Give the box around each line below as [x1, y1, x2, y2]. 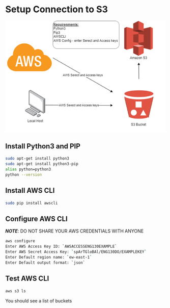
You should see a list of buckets [5, 297, 72, 304]
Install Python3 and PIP [5, 142, 80, 151]
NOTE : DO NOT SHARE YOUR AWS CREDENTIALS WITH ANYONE [5, 228, 144, 234]
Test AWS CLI [5, 274, 49, 283]
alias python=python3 [5, 167, 51, 172]
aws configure [5, 239, 36, 244]
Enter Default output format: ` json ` [5, 260, 86, 265]
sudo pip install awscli [5, 200, 58, 206]
